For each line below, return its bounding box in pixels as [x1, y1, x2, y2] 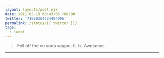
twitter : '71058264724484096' [5, 16, 67, 21]
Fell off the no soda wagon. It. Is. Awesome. [17, 43, 105, 48]
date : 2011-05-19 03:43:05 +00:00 [5, 12, 76, 16]
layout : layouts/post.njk [5, 7, 58, 12]
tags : [5, 25, 16, 30]
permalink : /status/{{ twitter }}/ [5, 20, 78, 26]
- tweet [9, 29, 25, 34]
